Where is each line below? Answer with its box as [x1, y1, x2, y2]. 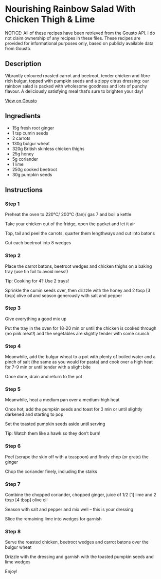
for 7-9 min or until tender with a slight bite [5, 364, 91, 370]
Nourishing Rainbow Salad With [5, 3, 136, 15]
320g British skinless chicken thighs [12, 146, 85, 151]
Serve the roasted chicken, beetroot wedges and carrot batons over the [5, 539, 149, 545]
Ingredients [5, 112, 41, 120]
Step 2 [5, 252, 21, 259]
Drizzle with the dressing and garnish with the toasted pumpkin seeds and [5, 554, 154, 560]
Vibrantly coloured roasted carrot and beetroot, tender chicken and [5, 72, 140, 79]
